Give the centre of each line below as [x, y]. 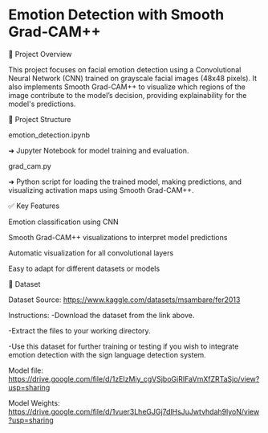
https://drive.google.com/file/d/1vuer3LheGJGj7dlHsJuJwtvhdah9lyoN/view [134, 411]
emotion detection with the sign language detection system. [107, 354]
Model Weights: [34, 402]
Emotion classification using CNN [63, 222]
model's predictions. [42, 104]
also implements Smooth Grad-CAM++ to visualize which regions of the [127, 87]
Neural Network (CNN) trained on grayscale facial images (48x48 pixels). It [132, 78]
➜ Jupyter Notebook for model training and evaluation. [99, 150]
